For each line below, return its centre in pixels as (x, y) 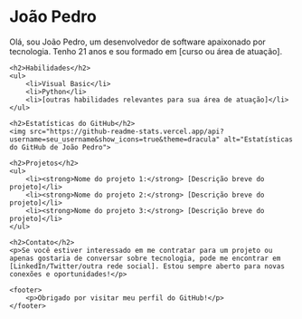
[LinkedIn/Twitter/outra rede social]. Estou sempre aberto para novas (147, 266)
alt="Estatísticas (259, 139)
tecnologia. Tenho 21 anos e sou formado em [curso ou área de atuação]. (146, 51)
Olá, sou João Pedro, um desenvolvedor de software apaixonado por (138, 42)
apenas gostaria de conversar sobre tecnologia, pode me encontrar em (145, 258)
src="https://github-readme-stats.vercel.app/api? (127, 131)
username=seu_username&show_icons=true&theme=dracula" (115, 139)
